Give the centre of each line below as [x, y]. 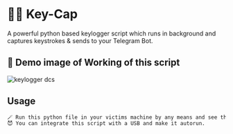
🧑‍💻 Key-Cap [43, 14]
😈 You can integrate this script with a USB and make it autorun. [106, 124]
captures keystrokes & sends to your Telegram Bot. [80, 40]
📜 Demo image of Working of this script [94, 63]
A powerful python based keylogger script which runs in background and [112, 33]
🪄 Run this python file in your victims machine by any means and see [112, 117]
